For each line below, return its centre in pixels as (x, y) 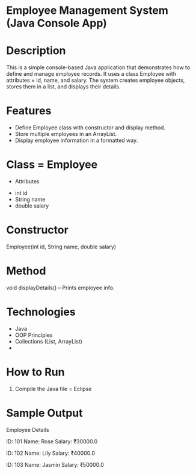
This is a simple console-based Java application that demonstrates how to (98, 67)
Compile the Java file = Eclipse (53, 389)
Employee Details (28, 429)
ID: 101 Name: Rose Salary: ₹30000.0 (52, 441)
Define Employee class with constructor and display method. (90, 128)
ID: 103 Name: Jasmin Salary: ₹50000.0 (55, 464)
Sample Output (44, 413)
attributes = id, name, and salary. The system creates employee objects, (96, 80)
